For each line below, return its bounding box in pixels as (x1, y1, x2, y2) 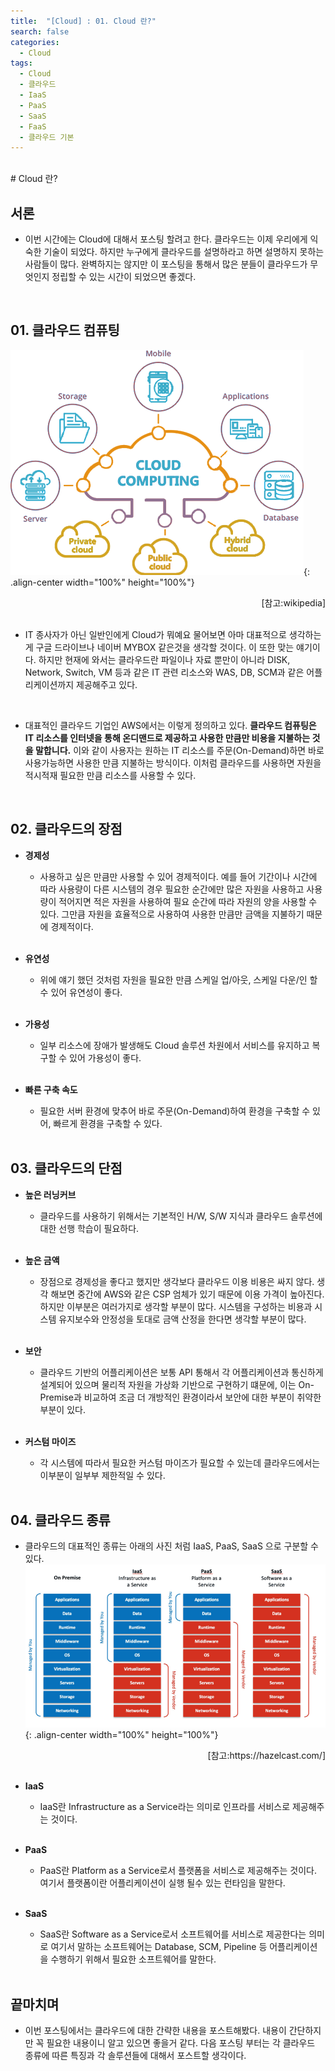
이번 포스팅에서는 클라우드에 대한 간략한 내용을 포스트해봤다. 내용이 (24, 2025, 287, 2037)
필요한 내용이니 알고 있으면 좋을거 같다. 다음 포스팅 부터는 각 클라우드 (46, 2037, 316, 2049)
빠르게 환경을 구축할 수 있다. (53, 1117, 163, 1129)
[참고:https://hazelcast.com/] (207, 1750, 326, 1762)
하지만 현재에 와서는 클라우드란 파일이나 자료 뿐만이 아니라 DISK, (38, 653, 291, 665)
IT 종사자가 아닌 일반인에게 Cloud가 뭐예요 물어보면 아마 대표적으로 (24, 628, 287, 640)
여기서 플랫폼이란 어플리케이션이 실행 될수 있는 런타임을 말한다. (39, 1877, 286, 1889)
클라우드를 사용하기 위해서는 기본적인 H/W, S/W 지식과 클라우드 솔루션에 (39, 1210, 323, 1222)
